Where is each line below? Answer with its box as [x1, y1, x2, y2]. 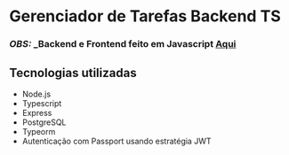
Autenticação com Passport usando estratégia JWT [21, 136, 212, 146]
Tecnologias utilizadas [9, 65, 137, 81]
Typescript [21, 97, 62, 108]
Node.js [21, 89, 52, 99]
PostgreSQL [21, 117, 67, 128]
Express [21, 107, 52, 118]
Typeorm [21, 126, 56, 136]
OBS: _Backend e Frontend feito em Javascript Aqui [9, 38, 237, 50]
